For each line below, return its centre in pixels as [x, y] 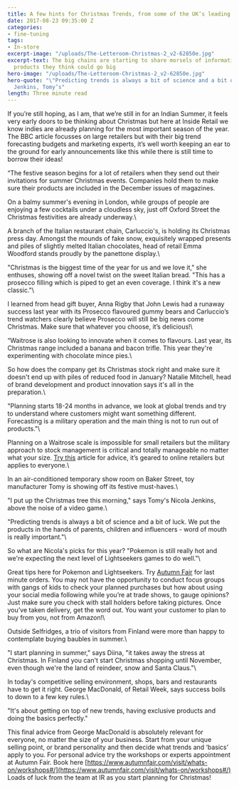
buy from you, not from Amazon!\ [56, 618]
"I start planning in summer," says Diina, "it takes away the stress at [106, 653]
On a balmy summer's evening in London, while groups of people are [108, 202]
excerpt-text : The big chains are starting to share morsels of [105, 61]
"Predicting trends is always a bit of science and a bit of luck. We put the [114, 522]
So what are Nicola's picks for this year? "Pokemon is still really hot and [112, 551]
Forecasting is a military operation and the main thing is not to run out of [113, 421]
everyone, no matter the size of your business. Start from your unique [110, 740]
